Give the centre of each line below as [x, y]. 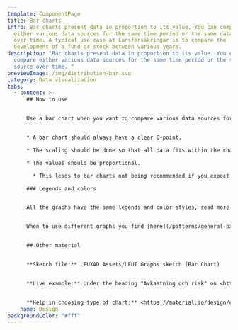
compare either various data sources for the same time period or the [120, 60]
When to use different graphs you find [85, 227]
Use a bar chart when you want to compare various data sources [123, 119]
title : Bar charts [34, 21]
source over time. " [44, 67]
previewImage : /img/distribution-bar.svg [69, 73]
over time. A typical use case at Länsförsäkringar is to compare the [120, 40]
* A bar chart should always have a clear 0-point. [104, 137]
